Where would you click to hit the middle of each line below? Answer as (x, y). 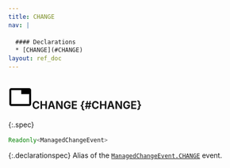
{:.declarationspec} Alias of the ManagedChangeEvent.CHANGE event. (115, 155)
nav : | (19, 25)
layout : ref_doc (35, 59)
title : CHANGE (32, 17)
